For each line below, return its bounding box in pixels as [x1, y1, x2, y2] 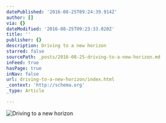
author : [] [6, 15, 34, 21]
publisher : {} [6, 37, 42, 43]
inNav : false [6, 71, 39, 77]
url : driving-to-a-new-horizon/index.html [6, 76, 115, 82]
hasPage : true [6, 65, 42, 71]
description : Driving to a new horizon [6, 43, 107, 49]
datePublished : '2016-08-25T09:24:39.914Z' [6, 8, 118, 15]
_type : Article [6, 88, 45, 94]
